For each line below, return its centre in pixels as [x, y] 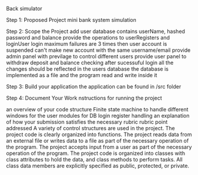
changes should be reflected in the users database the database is [87, 69]
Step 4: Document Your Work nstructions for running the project [84, 98]
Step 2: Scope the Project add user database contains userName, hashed [95, 31]
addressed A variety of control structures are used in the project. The [91, 128]
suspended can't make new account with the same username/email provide [98, 50]
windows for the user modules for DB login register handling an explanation [98, 115]
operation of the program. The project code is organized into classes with [95, 153]
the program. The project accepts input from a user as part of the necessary [99, 147]
